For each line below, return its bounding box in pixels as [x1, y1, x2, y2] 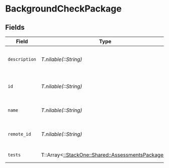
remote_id [8, 131, 31, 137]
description [8, 56, 37, 62]
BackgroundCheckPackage [5, 3, 122, 15]
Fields [5, 23, 25, 32]
